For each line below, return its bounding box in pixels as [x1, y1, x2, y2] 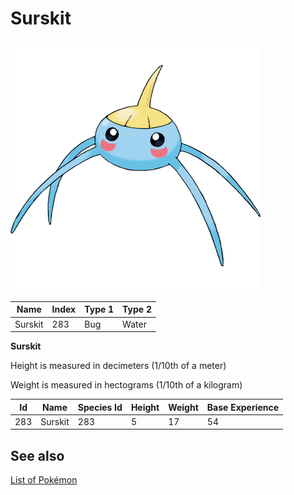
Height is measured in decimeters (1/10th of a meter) [10, 360, 227, 372]
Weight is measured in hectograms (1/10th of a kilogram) [10, 379, 243, 391]
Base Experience [206, 401, 280, 413]
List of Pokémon [10, 474, 78, 486]
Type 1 [84, 303, 115, 316]
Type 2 [122, 303, 152, 316]
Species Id [77, 401, 123, 413]
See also [10, 447, 65, 464]
